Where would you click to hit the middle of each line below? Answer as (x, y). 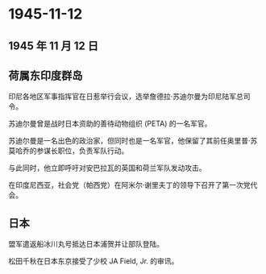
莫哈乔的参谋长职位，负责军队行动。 (69, 151)
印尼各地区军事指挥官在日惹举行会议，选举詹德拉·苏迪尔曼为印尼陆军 (123, 97)
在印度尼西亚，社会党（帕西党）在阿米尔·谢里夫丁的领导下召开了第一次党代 (133, 185)
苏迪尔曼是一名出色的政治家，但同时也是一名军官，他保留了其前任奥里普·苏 (133, 141)
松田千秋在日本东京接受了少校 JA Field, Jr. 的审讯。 (94, 261)
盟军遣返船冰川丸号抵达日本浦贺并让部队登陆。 (86, 244)
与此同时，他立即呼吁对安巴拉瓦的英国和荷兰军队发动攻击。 (107, 168)
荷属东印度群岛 (46, 75)
